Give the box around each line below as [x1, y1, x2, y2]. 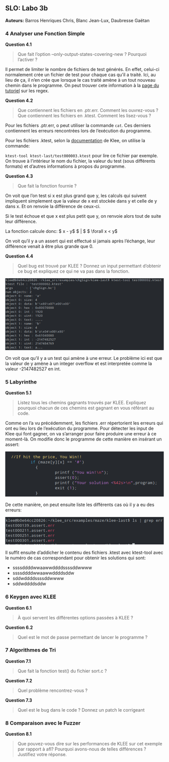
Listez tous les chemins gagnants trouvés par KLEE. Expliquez [17, 400, 147, 406]
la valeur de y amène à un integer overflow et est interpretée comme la [5, 360, 152, 366]
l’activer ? [17, 56, 38, 62]
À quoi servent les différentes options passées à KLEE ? [17, 614, 133, 620]
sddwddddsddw [12, 581, 46, 587]
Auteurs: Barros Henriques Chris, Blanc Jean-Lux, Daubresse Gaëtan [5, 17, 150, 23]
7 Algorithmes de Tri [5, 647, 56, 654]
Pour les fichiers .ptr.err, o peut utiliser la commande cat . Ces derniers [5, 122, 151, 129]
